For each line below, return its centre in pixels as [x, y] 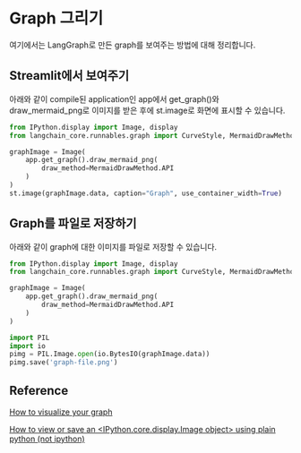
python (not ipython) [47, 439]
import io [28, 346]
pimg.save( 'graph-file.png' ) [64, 363]
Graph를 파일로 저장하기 [73, 223]
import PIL [30, 338]
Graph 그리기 [56, 18]
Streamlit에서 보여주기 [69, 76]
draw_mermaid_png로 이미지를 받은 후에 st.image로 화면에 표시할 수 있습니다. [147, 110]
